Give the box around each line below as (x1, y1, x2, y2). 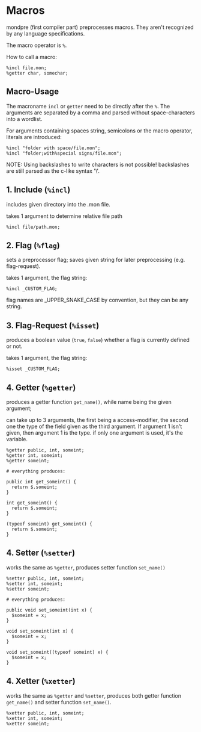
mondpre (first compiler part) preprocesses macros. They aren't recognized (6, 23, 194, 31)
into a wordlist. (6, 115, 43, 122)
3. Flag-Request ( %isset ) (6, 320, 100, 330)
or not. (6, 343, 23, 350)
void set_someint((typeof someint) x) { (6, 649, 109, 655)
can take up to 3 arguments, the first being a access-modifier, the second (6, 417, 188, 423)
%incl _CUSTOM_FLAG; (6, 286, 58, 292)
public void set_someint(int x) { (6, 607, 93, 613)
